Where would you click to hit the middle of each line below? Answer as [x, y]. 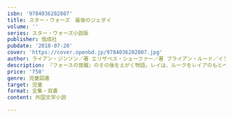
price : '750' [26, 71]
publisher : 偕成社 [32, 40]
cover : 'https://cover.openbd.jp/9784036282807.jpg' [85, 53]
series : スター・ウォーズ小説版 [48, 33]
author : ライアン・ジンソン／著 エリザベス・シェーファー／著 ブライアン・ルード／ [113, 59]
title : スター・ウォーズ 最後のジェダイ [59, 20]
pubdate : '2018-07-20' [40, 46]
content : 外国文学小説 [37, 98]
